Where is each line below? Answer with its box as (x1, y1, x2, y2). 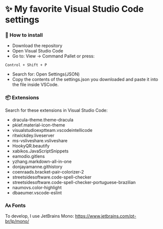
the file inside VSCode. (12, 82, 59, 88)
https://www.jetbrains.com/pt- (75, 213, 136, 219)
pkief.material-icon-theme (12, 122, 65, 128)
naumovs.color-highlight (12, 184, 62, 190)
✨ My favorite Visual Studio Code (5, 3, 144, 15)
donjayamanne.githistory (12, 163, 63, 170)
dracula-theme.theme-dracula (12, 117, 74, 123)
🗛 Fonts (5, 202, 26, 209)
